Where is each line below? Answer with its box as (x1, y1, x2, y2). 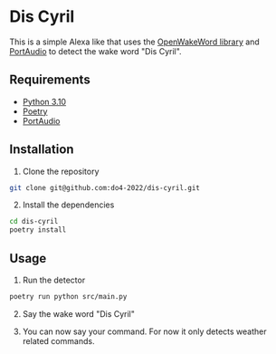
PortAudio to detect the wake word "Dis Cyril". (9, 45, 183, 56)
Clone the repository (22, 166, 100, 177)
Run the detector (22, 274, 86, 285)
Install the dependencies (22, 199, 115, 210)
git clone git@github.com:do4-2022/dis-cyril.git (9, 183, 201, 192)
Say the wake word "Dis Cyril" (22, 308, 136, 319)
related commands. (22, 335, 95, 346)
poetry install (9, 225, 67, 234)
